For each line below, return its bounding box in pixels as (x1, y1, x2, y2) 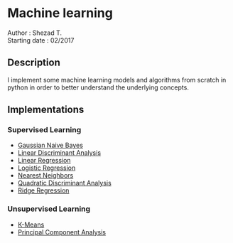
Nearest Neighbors (17, 171, 74, 180)
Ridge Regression (17, 186, 70, 195)
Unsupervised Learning (7, 204, 91, 214)
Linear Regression (17, 156, 71, 165)
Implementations (7, 104, 85, 116)
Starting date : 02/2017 (7, 36, 75, 44)
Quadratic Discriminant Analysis (17, 179, 112, 188)
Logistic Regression (17, 163, 76, 172)
